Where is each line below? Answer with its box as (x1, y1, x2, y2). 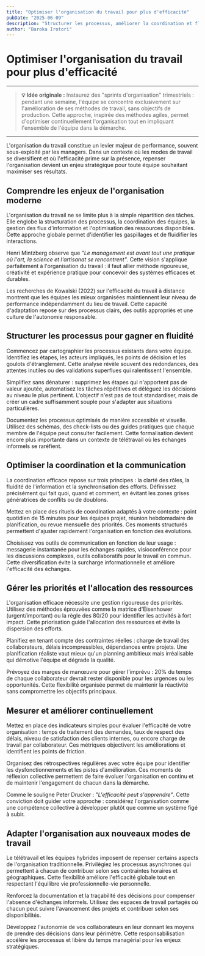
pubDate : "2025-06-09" (6, 15, 64, 21)
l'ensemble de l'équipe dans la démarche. (21, 124, 127, 132)
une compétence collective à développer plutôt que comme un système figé (6, 804, 198, 812)
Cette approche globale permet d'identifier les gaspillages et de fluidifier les (6, 231, 198, 238)
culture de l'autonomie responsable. (6, 313, 97, 320)
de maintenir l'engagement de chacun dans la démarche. (6, 779, 150, 786)
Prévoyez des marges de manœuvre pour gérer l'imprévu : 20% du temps (6, 668, 192, 676)
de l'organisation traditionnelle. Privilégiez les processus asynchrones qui (6, 861, 191, 868)
